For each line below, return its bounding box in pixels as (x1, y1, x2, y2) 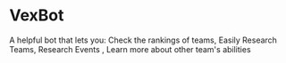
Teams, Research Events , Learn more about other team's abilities (9, 43, 252, 54)
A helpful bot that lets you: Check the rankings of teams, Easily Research (9, 35, 277, 45)
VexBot (9, 5, 64, 26)
